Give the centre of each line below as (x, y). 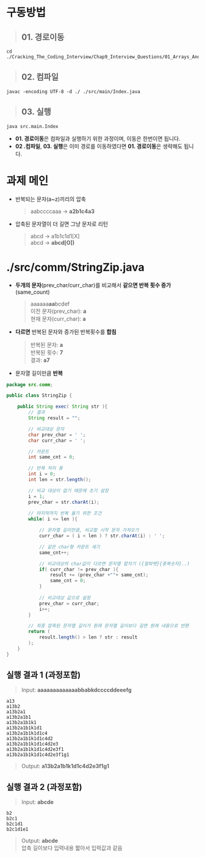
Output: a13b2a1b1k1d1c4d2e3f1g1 (65, 766)
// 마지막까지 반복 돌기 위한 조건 (65, 514)
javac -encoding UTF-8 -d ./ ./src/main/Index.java (73, 92)
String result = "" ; (54, 418)
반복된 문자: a (47, 345)
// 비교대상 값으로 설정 (65, 597)
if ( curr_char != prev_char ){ (79, 569)
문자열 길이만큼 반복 (39, 373)
